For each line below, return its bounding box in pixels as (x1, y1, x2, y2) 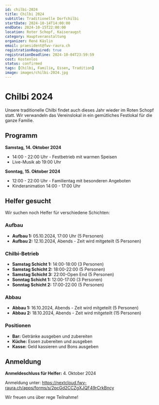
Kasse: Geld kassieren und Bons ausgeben (12, 343, 98, 349)
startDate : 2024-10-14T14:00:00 (5, 20, 70, 26)
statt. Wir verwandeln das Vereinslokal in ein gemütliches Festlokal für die (5, 112, 153, 118)
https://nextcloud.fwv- (42, 380, 87, 386)
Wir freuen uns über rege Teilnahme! (5, 394, 79, 400)
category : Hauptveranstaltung (5, 34, 66, 39)
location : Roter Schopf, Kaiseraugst (5, 30, 81, 34)
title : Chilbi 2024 (5, 12, 45, 16)
